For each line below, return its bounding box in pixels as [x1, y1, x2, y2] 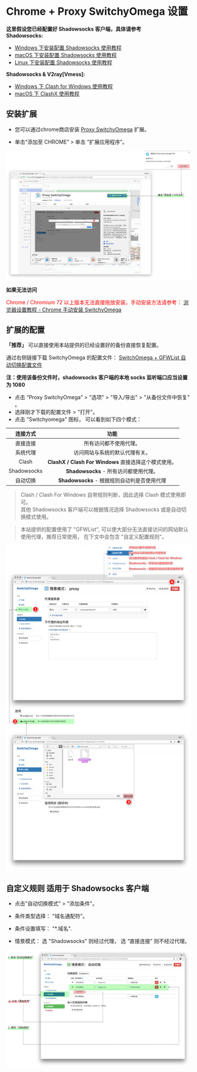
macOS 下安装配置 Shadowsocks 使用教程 [14, 51, 117, 58]
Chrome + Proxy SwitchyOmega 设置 [6, 5, 189, 18]
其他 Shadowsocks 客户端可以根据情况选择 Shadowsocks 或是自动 [20, 506, 182, 513]
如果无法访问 [6, 286, 37, 293]
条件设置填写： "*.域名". [14, 925, 72, 932]
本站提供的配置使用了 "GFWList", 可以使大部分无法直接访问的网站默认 [20, 526, 189, 533]
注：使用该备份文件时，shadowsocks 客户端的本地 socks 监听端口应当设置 [6, 374, 188, 381]
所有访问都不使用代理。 [84, 440, 141, 447]
